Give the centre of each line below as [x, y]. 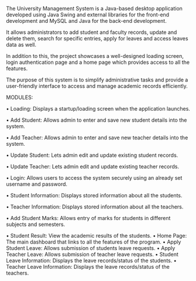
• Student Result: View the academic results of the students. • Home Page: [97, 236]
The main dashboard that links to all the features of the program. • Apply [94, 242]
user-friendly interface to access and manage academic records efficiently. [97, 86]
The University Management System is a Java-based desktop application [94, 8]
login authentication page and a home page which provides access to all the [98, 62]
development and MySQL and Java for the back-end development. [86, 21]
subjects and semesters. [36, 224]
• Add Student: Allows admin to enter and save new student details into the [97, 120]
